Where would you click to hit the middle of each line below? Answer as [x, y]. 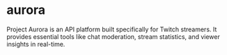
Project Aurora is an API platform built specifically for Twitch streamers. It [112, 29]
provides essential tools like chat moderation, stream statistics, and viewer [113, 36]
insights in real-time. [36, 44]
